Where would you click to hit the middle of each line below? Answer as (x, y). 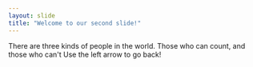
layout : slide (32, 16)
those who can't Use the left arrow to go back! (85, 54)
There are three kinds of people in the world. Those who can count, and (127, 45)
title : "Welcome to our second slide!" (75, 23)
